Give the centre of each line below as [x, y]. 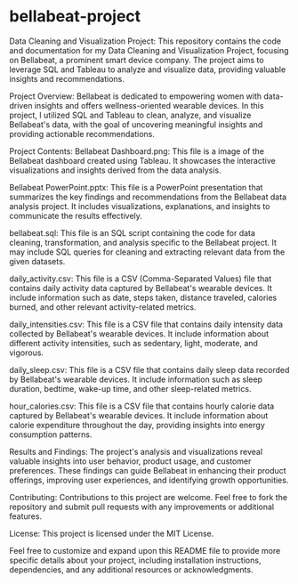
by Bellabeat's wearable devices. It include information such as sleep [136, 379]
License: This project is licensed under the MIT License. [112, 533]
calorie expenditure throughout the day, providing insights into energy [137, 425]
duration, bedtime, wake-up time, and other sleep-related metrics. [130, 388]
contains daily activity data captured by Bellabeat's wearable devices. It [141, 288]
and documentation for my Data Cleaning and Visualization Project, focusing [149, 50]
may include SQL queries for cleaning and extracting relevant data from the [147, 252]
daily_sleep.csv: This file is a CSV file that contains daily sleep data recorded [149, 369]
